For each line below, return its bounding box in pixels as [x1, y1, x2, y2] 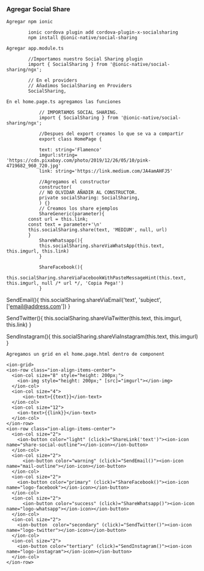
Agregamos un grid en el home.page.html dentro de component [6, 351, 165, 357]
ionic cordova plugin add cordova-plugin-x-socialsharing [28, 29, 178, 35]
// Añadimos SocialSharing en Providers [28, 83, 132, 89]
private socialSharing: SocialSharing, [38, 195, 140, 201]
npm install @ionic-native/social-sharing [28, 35, 138, 41]
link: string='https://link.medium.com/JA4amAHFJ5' [38, 168, 173, 174]
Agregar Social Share [6, 5, 71, 13]
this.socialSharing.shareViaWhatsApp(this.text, [38, 243, 165, 249]
